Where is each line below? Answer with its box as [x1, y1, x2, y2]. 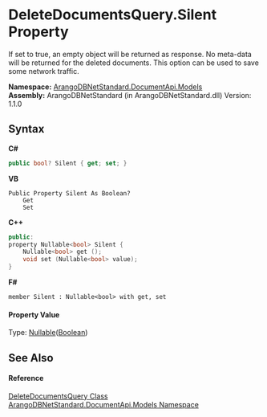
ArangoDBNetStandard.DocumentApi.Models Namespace [8, 399, 199, 409]
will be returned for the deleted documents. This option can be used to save [8, 58, 259, 67]
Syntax [8, 122, 45, 136]
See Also [8, 351, 54, 365]
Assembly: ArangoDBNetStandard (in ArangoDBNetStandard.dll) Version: [8, 90, 252, 100]
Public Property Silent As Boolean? [8, 189, 131, 198]
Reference [8, 374, 44, 383]
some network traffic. [8, 66, 80, 76]
